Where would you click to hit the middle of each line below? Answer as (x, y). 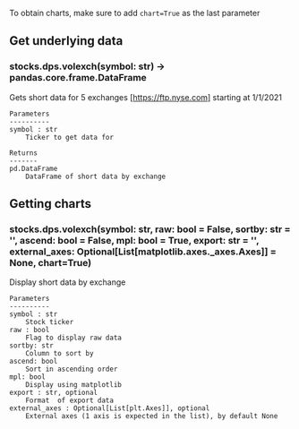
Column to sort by (60, 354)
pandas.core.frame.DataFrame (78, 78)
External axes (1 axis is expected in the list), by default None (152, 416)
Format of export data (70, 401)
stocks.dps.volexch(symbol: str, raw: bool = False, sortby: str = (150, 229)
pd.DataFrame (34, 168)
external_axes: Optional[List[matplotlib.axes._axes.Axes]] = (143, 252)
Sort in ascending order (72, 369)
